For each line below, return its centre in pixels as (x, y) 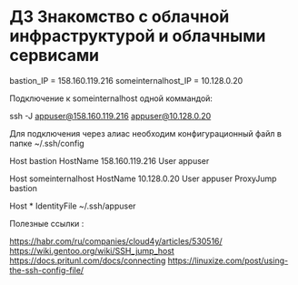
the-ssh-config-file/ (47, 270)
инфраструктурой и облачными (138, 36)
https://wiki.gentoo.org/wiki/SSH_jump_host (92, 250)
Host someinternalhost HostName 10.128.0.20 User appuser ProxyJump (143, 178)
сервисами (55, 56)
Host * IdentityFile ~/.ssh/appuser (73, 206)
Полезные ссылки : (47, 223)
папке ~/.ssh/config (47, 143)
